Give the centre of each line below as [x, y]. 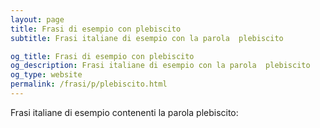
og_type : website [46, 75]
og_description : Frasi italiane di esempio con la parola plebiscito [160, 66]
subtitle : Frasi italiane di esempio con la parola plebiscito [147, 38]
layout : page [37, 19]
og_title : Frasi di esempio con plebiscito [102, 56]
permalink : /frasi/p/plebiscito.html [89, 84]
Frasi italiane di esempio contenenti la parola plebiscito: [124, 112]
